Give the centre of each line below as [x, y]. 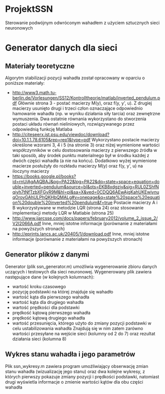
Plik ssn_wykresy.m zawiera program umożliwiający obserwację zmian [77, 366]
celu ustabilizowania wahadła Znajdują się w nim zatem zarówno [78, 328]
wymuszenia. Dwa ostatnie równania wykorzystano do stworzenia [79, 119]
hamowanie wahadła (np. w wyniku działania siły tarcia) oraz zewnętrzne [86, 113]
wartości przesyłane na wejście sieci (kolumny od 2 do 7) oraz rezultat [84, 333]
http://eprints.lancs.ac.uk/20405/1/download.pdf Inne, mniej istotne [81, 234]
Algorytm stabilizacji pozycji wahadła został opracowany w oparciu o [75, 78]
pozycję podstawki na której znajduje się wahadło [63, 292]
